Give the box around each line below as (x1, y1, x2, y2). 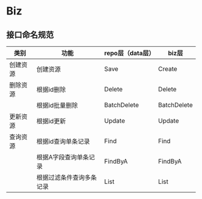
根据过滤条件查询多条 (36, 173, 97, 182)
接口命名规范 (6, 29, 54, 40)
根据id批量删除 (36, 101, 78, 109)
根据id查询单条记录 (36, 137, 90, 145)
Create (158, 65, 177, 73)
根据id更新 (36, 117, 66, 125)
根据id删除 (36, 85, 66, 94)
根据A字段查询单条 (36, 153, 89, 161)
